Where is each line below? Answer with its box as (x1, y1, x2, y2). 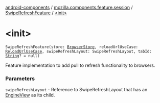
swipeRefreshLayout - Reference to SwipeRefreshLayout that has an (5, 87, 148, 93)
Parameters (5, 75, 35, 82)
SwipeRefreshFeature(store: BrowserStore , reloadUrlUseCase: (5, 44, 139, 49)
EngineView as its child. (5, 92, 55, 98)
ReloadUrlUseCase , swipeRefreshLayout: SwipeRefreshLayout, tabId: (5, 48, 152, 54)
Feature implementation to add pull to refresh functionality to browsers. (5, 62, 155, 68)
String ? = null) (5, 53, 40, 58)
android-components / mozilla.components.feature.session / (5, 5, 133, 10)
